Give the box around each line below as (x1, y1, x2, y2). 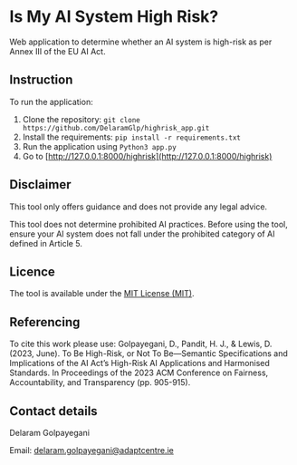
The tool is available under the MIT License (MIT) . (9, 288, 195, 299)
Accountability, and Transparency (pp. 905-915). (9, 377, 191, 388)
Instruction (9, 73, 73, 88)
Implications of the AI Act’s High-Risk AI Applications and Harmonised (9, 358, 270, 369)
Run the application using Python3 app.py (22, 140, 177, 151)
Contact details (9, 403, 98, 419)
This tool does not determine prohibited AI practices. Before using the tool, (9, 218, 288, 229)
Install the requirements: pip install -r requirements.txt (22, 131, 242, 142)
